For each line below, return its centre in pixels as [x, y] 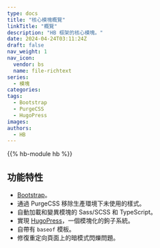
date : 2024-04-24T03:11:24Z [47, 39]
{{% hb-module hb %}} [40, 154]
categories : [24, 90]
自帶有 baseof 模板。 [46, 230]
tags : [15, 97]
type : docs [23, 13]
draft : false [26, 45]
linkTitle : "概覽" [32, 26]
